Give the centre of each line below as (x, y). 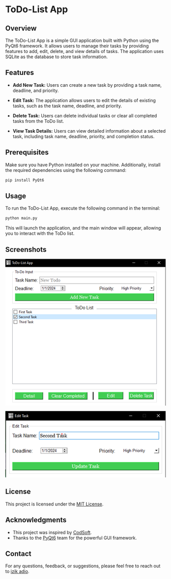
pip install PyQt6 (25, 180)
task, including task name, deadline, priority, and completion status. (83, 136)
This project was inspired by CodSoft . (52, 532)
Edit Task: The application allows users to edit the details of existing (84, 100)
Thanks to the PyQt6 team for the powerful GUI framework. (75, 538)
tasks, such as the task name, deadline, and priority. (67, 106)
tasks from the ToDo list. (38, 121)
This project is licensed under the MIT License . (54, 504)
